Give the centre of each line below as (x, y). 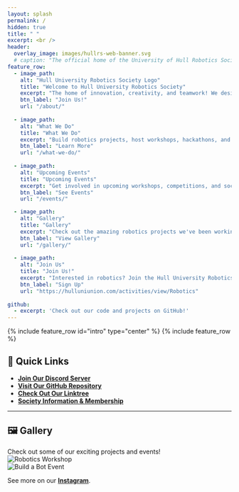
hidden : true (27, 27)
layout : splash (30, 14)
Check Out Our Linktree (53, 393)
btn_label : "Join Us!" (54, 100)
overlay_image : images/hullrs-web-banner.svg (83, 54)
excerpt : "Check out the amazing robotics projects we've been (116, 232)
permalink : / (27, 21)
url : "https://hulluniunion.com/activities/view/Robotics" (110, 291)
